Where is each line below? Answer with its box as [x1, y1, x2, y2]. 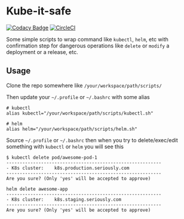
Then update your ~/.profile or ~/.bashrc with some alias [6, 93, 151, 100]
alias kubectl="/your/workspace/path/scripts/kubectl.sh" [6, 110, 154, 116]
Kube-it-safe [6, 4, 72, 18]
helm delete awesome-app [6, 186, 68, 192]
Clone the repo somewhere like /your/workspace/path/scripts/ [6, 82, 162, 89]
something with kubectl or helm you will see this [6, 143, 124, 150]
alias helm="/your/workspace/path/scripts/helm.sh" [6, 126, 137, 132]
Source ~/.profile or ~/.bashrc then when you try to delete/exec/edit [6, 136, 178, 143]
